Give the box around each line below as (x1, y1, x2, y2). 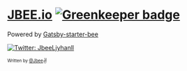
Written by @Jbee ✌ (7, 57, 47, 64)
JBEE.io (7, 7, 53, 23)
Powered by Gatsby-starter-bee (7, 30, 99, 38)
